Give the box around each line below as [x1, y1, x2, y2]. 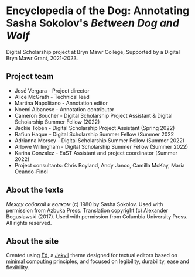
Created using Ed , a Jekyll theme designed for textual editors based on [6, 252, 177, 259]
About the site [6, 236, 59, 246]
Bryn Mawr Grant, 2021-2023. [6, 54, 78, 61]
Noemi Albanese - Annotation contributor [14, 105, 115, 112]
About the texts [6, 185, 64, 195]
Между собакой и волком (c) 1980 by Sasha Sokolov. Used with [6, 200, 163, 207]
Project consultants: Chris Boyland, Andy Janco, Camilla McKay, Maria [14, 162, 185, 169]
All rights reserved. [6, 219, 52, 226]
